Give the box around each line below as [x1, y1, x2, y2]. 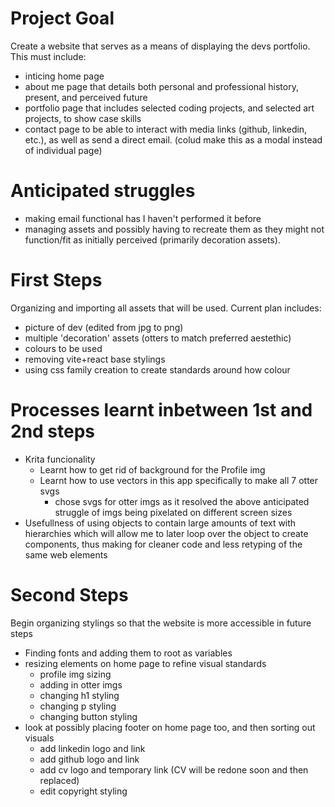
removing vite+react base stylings [24, 353, 166, 365]
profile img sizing [39, 668, 112, 680]
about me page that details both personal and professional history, [24, 80, 299, 92]
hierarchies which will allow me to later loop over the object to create [24, 527, 309, 539]
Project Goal [10, 7, 115, 30]
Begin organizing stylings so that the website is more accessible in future [10, 617, 312, 629]
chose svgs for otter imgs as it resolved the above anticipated [54, 495, 310, 507]
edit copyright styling [39, 785, 128, 797]
